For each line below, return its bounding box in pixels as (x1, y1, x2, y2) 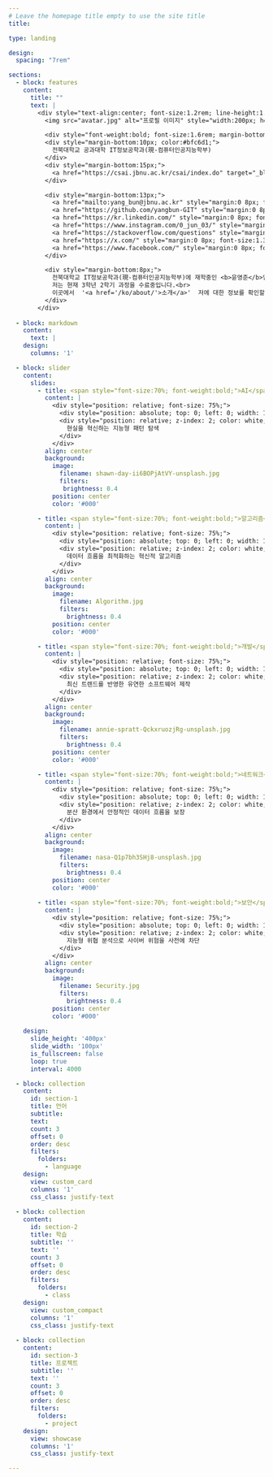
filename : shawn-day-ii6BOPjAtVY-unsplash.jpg (59, 470, 220, 478)
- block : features (15, 79, 79, 87)
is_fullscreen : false (29, 1050, 104, 1058)
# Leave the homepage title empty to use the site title (8, 11, 206, 20)
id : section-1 (29, 1094, 79, 1103)
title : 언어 (29, 1102, 67, 1111)
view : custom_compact (29, 1306, 104, 1315)
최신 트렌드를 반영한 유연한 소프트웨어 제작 (66, 680, 191, 688)
